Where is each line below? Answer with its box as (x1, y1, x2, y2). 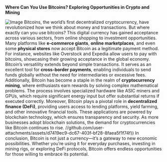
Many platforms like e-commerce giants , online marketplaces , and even (5, 40, 156, 46)
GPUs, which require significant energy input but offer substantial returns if (5, 93, 160, 99)
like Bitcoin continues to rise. (5, 125, 65, 131)
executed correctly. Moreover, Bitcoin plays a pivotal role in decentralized (5, 98, 158, 104)
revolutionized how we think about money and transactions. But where (5, 24, 150, 30)
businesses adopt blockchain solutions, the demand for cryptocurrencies (5, 119, 156, 125)
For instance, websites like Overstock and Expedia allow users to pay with (5, 51, 157, 57)
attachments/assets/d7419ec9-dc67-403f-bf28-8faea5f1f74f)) (5, 130, 134, 136)
